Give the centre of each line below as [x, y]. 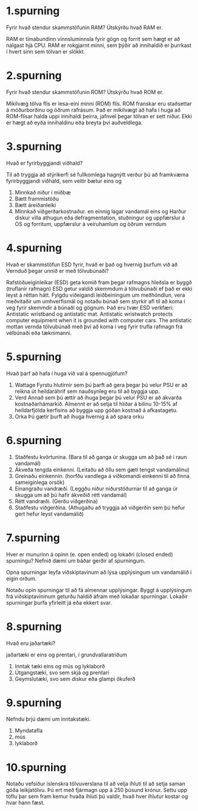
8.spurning [34, 626]
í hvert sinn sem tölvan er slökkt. [46, 51]
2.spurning [34, 76]
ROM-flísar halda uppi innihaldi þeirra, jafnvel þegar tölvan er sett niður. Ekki [99, 116]
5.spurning [34, 356]
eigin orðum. [21, 579]
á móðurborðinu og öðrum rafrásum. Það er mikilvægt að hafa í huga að [93, 110]
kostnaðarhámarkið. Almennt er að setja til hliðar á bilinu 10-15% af [96, 404]
